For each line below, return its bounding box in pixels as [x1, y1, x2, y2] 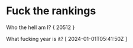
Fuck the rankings [6, 4, 96, 18]
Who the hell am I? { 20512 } [6, 24, 75, 31]
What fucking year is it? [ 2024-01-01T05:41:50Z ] [6, 35, 128, 42]
